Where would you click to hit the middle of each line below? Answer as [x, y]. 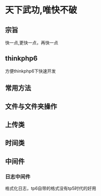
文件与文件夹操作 [31, 106]
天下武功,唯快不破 [41, 10]
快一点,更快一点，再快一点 [32, 43]
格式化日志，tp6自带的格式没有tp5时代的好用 [51, 189]
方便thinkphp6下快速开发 [31, 71]
